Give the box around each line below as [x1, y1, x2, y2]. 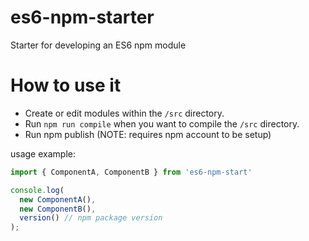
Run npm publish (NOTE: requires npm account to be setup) [24, 128, 272, 140]
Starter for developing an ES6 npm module [10, 39, 187, 51]
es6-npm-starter [10, 6, 155, 29]
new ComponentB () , [19, 204, 97, 214]
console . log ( [10, 185, 65, 195]
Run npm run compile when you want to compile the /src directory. [24, 117, 300, 130]
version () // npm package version [19, 213, 163, 223]
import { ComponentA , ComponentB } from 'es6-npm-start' [10, 167, 253, 177]
